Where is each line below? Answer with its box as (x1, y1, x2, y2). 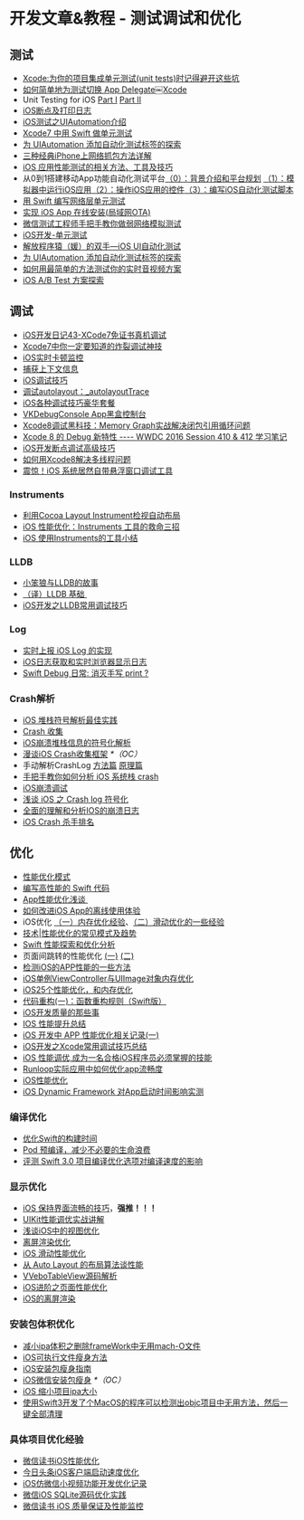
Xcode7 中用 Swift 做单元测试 (22, 128, 133, 138)
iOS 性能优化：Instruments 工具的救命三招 (22, 521, 180, 532)
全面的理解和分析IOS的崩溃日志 (22, 805, 140, 815)
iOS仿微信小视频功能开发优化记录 (22, 1478, 147, 1488)
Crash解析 (9, 692, 56, 705)
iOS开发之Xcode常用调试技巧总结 (22, 1040, 147, 1051)
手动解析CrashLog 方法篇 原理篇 (22, 760, 143, 770)
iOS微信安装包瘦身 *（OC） (22, 1374, 126, 1385)
